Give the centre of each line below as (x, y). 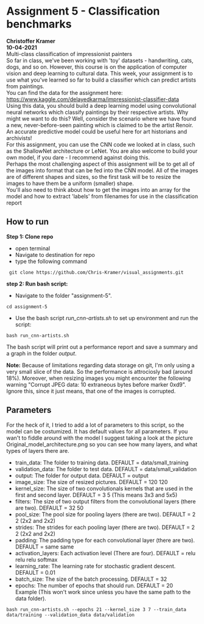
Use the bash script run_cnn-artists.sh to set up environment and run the (107, 318)
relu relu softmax (36, 559)
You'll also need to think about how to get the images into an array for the (98, 189)
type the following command (51, 261)
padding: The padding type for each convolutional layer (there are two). (105, 540)
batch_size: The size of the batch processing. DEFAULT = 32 (91, 579)
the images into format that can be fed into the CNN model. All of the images (102, 170)
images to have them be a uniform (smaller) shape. (70, 183)
